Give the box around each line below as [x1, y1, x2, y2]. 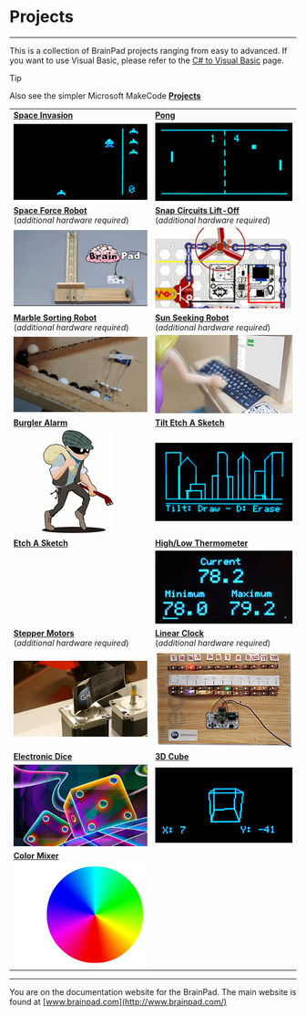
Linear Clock [154, 628, 205, 639]
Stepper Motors [13, 628, 75, 639]
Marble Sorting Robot [13, 312, 97, 323]
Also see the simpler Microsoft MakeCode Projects [9, 89, 201, 101]
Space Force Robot [13, 204, 87, 215]
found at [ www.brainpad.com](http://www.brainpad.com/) [9, 996, 228, 1007]
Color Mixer [13, 851, 59, 862]
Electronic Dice [13, 751, 73, 762]
